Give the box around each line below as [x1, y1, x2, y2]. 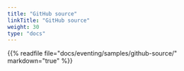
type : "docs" [7, 30, 46, 37]
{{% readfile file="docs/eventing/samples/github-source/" [7, 49, 178, 58]
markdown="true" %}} [7, 57, 73, 65]
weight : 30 [7, 23, 40, 30]
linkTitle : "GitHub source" [7, 17, 91, 24]
